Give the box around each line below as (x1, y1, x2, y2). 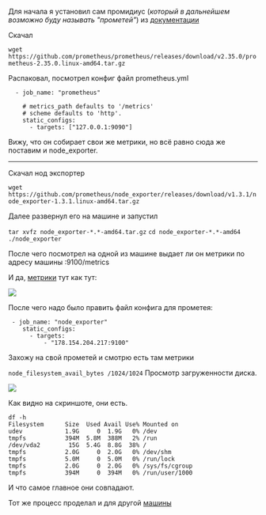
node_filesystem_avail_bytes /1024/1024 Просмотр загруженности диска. (8, 368, 257, 377)
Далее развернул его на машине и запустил (8, 211, 158, 221)
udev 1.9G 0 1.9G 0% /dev (8, 427, 158, 435)
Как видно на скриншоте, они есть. (8, 399, 128, 407)
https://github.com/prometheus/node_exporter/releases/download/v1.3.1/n (8, 191, 257, 199)
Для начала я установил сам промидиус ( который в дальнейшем (8, 7, 230, 16)
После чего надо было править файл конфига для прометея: (8, 303, 214, 312)
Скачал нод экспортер (8, 169, 85, 177)
